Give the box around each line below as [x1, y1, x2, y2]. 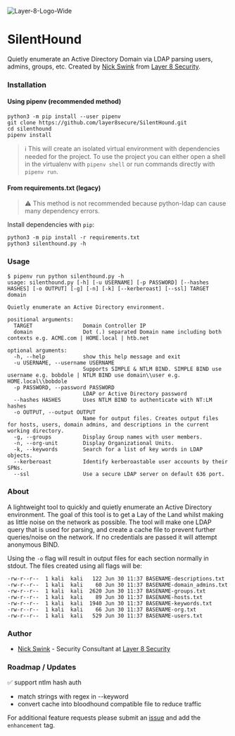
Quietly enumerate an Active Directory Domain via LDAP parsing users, [7, 54, 213, 63]
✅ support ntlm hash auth [7, 678, 82, 687]
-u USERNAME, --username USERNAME [13, 359, 115, 367]
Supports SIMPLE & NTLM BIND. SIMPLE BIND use [82, 365, 222, 372]
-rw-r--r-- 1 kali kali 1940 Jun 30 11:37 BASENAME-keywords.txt [7, 600, 212, 607]
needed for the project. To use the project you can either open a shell [24, 153, 227, 161]
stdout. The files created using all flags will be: [7, 562, 142, 570]
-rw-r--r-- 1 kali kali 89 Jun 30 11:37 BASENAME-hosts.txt [7, 593, 203, 600]
